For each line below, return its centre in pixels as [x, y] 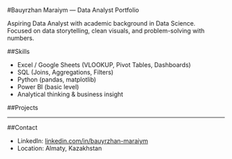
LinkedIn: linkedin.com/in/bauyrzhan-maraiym [83, 141]
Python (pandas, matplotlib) [57, 79]
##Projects [23, 107]
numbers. [21, 38]
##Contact [22, 128]
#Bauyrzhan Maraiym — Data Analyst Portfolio [73, 10]
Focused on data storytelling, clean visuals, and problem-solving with [106, 31]
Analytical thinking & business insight [70, 94]
